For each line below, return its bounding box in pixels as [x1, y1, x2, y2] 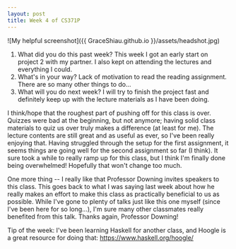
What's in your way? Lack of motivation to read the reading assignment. [17, 72, 228, 81]
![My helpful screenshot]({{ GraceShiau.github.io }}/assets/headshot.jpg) [7, 36, 220, 44]
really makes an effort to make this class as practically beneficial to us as [7, 190, 220, 198]
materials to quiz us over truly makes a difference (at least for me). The [7, 123, 214, 132]
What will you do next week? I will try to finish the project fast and [17, 87, 210, 96]
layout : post [7, 10, 46, 18]
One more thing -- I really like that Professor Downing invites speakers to [7, 174, 220, 183]
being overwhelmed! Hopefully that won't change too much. [7, 161, 182, 169]
